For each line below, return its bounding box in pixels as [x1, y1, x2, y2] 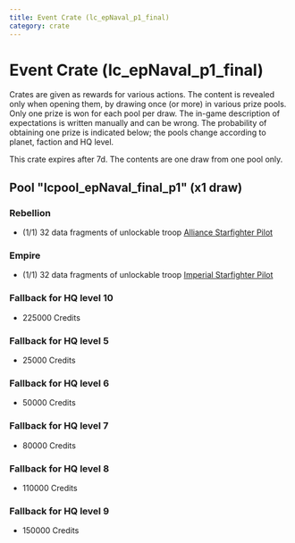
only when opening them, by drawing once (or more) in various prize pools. [9, 99, 287, 110]
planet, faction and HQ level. [9, 137, 114, 147]
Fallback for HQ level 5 [9, 334, 109, 347]
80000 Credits [21, 439, 76, 451]
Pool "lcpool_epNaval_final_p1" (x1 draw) [9, 180, 243, 195]
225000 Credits [21, 312, 80, 322]
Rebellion [9, 206, 51, 219]
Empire [9, 249, 41, 262]
